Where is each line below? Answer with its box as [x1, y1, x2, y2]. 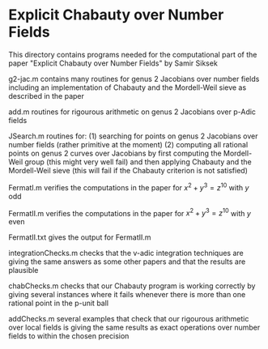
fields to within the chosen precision [8, 331, 130, 341]
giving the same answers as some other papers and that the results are [8, 257, 246, 266]
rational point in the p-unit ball [8, 298, 109, 309]
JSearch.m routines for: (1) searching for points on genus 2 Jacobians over [8, 131, 258, 141]
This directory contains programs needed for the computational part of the [8, 49, 257, 59]
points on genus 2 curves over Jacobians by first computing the [8, 148, 222, 158]
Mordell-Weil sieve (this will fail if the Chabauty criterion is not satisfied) [8, 165, 249, 175]
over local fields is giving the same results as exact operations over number [8, 322, 261, 333]
